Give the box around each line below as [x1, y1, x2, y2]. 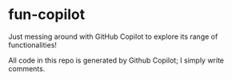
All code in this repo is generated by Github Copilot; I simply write [8, 55, 225, 65]
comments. [8, 63, 46, 73]
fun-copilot [8, 6, 86, 24]
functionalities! [8, 40, 58, 49]
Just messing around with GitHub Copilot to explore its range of [8, 32, 218, 41]
